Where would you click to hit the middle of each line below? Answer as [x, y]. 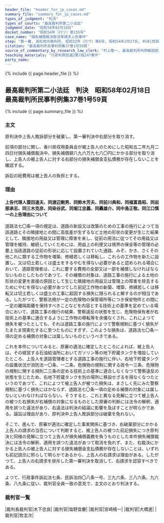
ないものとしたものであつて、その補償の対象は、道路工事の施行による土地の [82, 275]
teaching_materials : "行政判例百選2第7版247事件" [53, 55]
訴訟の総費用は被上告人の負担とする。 [43, 176]
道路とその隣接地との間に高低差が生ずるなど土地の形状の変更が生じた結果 [84, 232]
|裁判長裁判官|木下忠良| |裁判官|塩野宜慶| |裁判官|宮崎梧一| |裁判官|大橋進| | [81, 509]
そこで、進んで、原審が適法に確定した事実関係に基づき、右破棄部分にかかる [82, 424]
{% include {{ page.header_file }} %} [42, 73]
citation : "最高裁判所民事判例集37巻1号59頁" [47, 46]
